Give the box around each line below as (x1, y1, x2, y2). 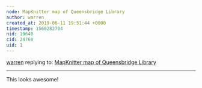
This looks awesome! (6, 75, 59, 83)
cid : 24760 (6, 37, 34, 43)
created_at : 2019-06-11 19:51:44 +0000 (6, 20, 106, 26)
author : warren (6, 14, 44, 20)
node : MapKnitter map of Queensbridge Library (6, 8, 125, 15)
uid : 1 (6, 43, 23, 48)
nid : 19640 (6, 31, 34, 37)
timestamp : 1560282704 (6, 25, 63, 32)
